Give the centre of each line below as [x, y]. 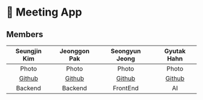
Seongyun [126, 51]
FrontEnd [126, 88]
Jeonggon [74, 51]
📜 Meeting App [44, 12]
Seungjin [29, 51]
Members [25, 34]
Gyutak [175, 51]
